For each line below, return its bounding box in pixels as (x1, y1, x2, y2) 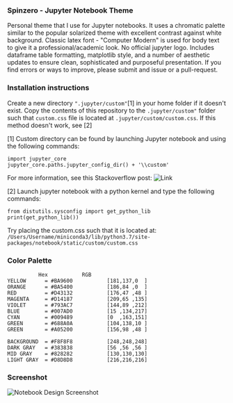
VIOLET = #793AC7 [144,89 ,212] (7, 302, 148, 309)
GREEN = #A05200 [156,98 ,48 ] (7, 326, 148, 333)
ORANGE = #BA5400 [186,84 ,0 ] (7, 283, 148, 290)
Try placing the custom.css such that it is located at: (7, 226, 157, 234)
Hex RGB (38, 271, 92, 278)
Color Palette (7, 256, 52, 265)
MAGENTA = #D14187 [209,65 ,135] (7, 295, 148, 302)
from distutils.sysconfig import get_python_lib (7, 208, 151, 215)
